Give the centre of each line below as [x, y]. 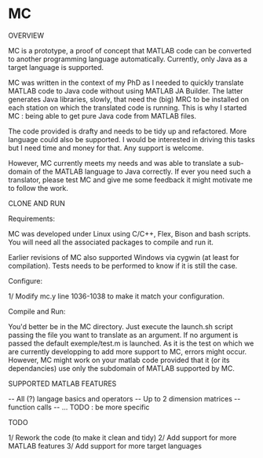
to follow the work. [38, 188]
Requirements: [31, 218]
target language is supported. [56, 67]
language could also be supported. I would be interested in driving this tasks [131, 139]
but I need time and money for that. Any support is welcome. [106, 148]
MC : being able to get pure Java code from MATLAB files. [102, 115]
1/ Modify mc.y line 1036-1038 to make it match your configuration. [117, 296]
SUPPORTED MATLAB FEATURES [62, 383]
